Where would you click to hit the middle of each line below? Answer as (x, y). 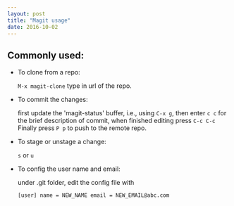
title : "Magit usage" (39, 20)
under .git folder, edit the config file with (76, 183)
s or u (25, 155)
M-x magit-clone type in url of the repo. (74, 86)
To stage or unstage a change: (62, 142)
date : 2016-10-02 (33, 27)
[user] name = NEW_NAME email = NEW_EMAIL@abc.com (93, 195)
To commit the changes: (53, 100)
